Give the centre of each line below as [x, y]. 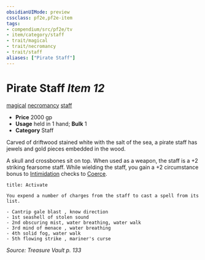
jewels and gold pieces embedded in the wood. [66, 149]
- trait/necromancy [31, 47]
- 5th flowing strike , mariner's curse [59, 238]
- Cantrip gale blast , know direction [57, 212]
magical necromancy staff [39, 105]
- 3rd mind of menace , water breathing [59, 228]
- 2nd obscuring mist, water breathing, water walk [74, 223]
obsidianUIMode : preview [38, 12]
